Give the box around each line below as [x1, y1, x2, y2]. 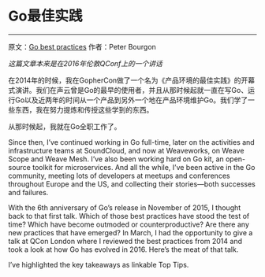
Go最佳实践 [8, 7, 83, 25]
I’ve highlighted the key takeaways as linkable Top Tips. [8, 260, 189, 269]
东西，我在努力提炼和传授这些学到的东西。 [14, 105, 154, 114]
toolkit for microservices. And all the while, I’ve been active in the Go [32, 162, 256, 172]
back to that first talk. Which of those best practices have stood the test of [8, 211, 250, 220]
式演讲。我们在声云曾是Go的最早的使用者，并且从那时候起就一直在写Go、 [8, 85, 248, 94]
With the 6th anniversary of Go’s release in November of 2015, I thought [8, 202, 241, 212]
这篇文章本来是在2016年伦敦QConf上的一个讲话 [8, 58, 163, 68]
